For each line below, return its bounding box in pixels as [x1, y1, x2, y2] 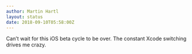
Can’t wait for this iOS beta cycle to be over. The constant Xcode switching [6, 35, 187, 42]
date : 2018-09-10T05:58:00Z [6, 19, 75, 25]
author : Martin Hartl [6, 8, 59, 15]
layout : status [6, 14, 43, 20]
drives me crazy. [6, 41, 46, 48]
